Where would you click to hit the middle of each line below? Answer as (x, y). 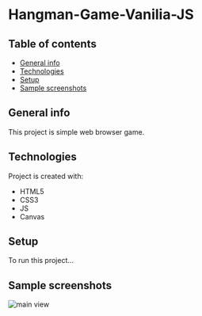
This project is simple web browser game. (76, 131)
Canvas (32, 216)
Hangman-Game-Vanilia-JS (101, 15)
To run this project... (41, 261)
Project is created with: (46, 176)
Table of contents (52, 44)
